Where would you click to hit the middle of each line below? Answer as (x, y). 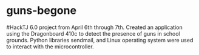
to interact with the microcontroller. (50, 47)
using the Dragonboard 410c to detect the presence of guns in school (93, 33)
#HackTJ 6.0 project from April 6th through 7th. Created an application (95, 27)
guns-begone (42, 11)
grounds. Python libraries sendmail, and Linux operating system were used (100, 40)
